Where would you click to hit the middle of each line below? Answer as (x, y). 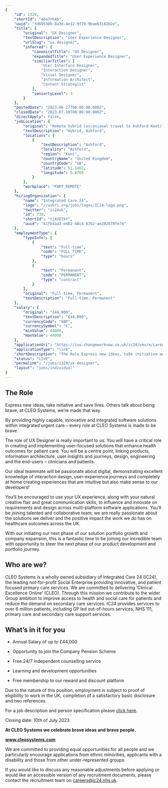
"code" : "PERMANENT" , (63, 275)
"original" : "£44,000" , (48, 312)
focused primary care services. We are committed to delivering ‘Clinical (79, 587)
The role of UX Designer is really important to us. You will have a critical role (83, 440)
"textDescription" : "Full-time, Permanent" (69, 298)
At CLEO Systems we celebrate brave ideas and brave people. (71, 730)
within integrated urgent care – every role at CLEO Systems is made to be (81, 425)
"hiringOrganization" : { (40, 196)
